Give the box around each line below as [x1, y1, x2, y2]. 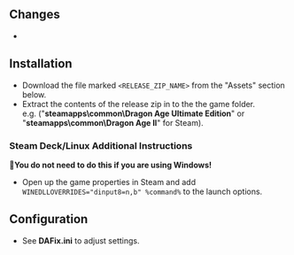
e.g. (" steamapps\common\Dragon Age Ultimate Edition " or [21, 108, 245, 119]
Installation [9, 57, 73, 72]
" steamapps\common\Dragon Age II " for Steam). [21, 117, 204, 127]
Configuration [9, 212, 89, 227]
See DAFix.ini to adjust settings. [21, 235, 140, 246]
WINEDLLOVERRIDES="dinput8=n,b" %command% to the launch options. [21, 186, 263, 197]
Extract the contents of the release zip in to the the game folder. [21, 98, 255, 109]
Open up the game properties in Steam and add [21, 176, 197, 187]
